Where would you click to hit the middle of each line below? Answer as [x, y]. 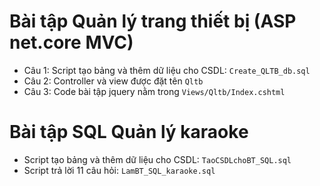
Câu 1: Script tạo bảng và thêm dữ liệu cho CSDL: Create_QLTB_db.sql [167, 70]
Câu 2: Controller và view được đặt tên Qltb [113, 81]
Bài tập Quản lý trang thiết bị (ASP [153, 21]
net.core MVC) [71, 42]
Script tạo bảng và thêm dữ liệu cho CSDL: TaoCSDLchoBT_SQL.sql [157, 159]
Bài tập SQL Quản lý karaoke [129, 132]
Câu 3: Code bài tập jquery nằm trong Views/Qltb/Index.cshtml [154, 91]
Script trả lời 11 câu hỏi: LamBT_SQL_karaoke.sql [119, 170]
